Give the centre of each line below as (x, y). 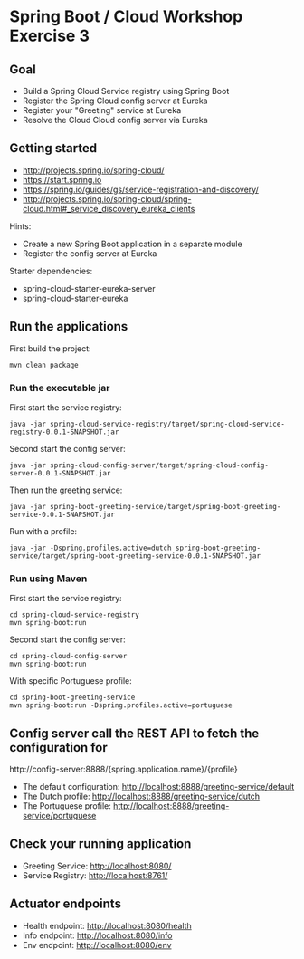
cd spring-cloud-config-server (68, 657)
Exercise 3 (50, 36)
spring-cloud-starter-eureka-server (89, 288)
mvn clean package (44, 365)
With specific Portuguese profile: (71, 681)
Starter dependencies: (51, 271)
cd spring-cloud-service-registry (75, 615)
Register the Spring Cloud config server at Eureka (115, 101)
